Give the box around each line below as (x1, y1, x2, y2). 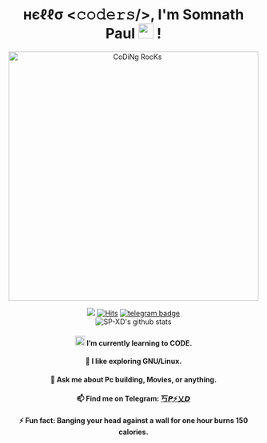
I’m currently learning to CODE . (86, 338, 193, 348)
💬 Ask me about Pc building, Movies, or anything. (50, 374, 217, 384)
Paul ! (106, 25, 161, 43)
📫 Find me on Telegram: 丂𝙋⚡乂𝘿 (76, 394, 191, 404)
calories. (118, 427, 149, 437)
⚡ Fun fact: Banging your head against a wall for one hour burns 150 (18, 415, 249, 425)
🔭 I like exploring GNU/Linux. (85, 357, 182, 366)
